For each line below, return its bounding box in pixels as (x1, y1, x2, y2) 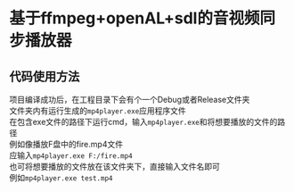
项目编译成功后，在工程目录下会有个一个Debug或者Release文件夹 (9, 95, 250, 104)
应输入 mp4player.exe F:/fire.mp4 (9, 150, 133, 161)
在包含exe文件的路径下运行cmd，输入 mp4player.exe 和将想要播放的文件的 (9, 117, 278, 127)
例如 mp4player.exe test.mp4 (9, 172, 113, 183)
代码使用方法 (9, 69, 80, 84)
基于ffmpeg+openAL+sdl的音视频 (9, 8, 260, 29)
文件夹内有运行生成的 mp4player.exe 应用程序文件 (9, 105, 187, 116)
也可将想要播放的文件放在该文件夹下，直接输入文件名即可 (9, 162, 220, 171)
